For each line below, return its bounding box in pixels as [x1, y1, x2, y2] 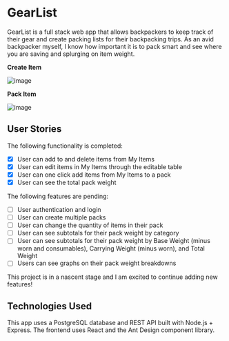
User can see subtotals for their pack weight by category [17, 229, 179, 237]
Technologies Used [7, 300, 92, 312]
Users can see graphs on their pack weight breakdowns [17, 259, 177, 267]
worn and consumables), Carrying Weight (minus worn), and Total [17, 244, 205, 253]
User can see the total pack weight [17, 178, 117, 186]
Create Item [7, 63, 42, 71]
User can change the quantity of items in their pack [17, 221, 163, 229]
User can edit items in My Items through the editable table [17, 162, 183, 170]
